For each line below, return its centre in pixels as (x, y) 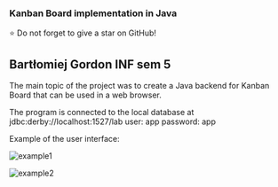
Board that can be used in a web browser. (86, 95)
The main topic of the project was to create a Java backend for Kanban (139, 86)
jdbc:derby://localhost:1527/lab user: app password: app (112, 121)
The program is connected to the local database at (102, 113)
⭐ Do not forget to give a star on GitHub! (83, 33)
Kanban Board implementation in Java (93, 13)
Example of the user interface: (64, 139)
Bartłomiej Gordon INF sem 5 (90, 64)
